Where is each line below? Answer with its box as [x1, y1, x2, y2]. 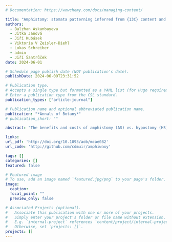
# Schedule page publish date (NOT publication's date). [5, 69, 130, 74]
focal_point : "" [10, 191, 45, 196]
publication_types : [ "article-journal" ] [5, 97, 93, 103]
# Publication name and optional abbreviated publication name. [5, 106, 145, 112]
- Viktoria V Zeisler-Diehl [10, 41, 70, 46]
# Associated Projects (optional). [5, 205, 81, 210]
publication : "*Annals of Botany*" [5, 111, 81, 116]
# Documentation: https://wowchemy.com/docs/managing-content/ [5, 7, 143, 13]
